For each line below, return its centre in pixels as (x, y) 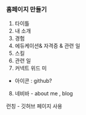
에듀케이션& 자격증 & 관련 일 (47, 46)
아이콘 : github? (33, 81)
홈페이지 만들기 (27, 9)
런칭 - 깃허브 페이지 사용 (34, 106)
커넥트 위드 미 (31, 68)
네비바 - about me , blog (44, 94)
